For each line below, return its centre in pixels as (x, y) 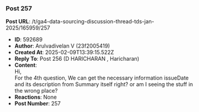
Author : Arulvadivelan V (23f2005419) (62, 46)
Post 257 (19, 8)
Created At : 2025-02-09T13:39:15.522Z (64, 52)
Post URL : (18, 22)
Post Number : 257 (37, 104)
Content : (26, 65)
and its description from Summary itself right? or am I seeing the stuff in (104, 84)
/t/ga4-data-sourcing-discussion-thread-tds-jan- (93, 22)
